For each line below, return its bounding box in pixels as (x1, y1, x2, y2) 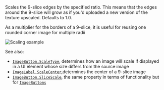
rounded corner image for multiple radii (5, 30, 85, 35)
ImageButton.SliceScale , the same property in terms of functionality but (12, 74, 160, 80)
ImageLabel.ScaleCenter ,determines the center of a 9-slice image (12, 69, 146, 75)
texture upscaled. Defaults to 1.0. (5, 15, 72, 20)
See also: (5, 49, 24, 54)
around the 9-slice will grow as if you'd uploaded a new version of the (5, 9, 148, 15)
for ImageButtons (12, 79, 47, 85)
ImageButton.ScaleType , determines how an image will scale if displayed (12, 58, 160, 64)
